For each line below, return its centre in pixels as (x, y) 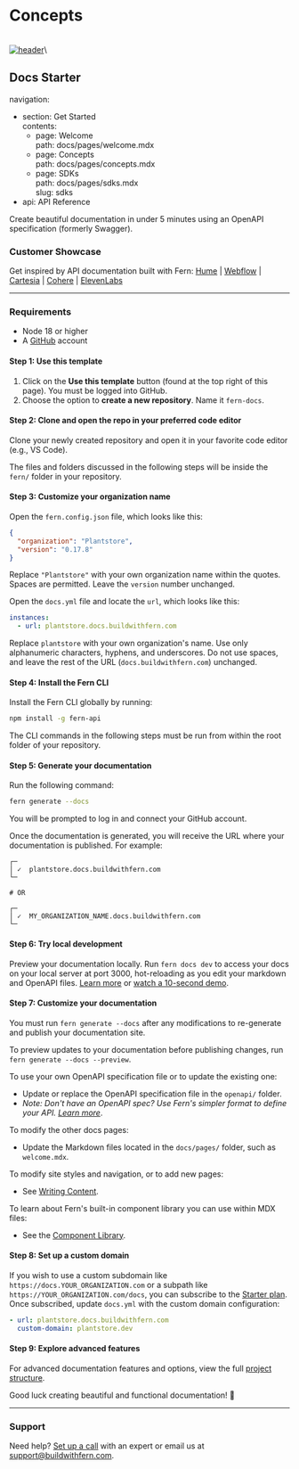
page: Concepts (65, 154)
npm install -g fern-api (55, 718)
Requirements (40, 311)
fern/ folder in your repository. (65, 476)
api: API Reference (56, 201)
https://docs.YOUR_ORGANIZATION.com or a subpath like (109, 1284)
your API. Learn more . (62, 1112)
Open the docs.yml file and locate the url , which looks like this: (125, 602)
